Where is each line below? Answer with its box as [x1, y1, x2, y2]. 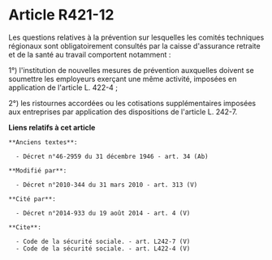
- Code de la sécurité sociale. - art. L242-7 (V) [15, 237, 191, 245]
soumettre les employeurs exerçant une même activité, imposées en [8, 74, 237, 83]
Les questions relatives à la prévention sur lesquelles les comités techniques [8, 32, 265, 42]
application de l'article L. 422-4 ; [8, 83, 119, 92]
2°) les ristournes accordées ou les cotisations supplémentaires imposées [8, 98, 257, 108]
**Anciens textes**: [8, 138, 79, 147]
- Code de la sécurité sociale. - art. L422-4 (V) [15, 245, 191, 253]
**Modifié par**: [8, 166, 67, 175]
